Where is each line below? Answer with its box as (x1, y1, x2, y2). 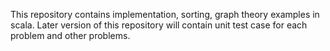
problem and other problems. (10, 30, 131, 41)
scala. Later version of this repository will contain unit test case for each (10, 19, 308, 31)
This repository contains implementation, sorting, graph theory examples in (10, 9, 320, 20)
